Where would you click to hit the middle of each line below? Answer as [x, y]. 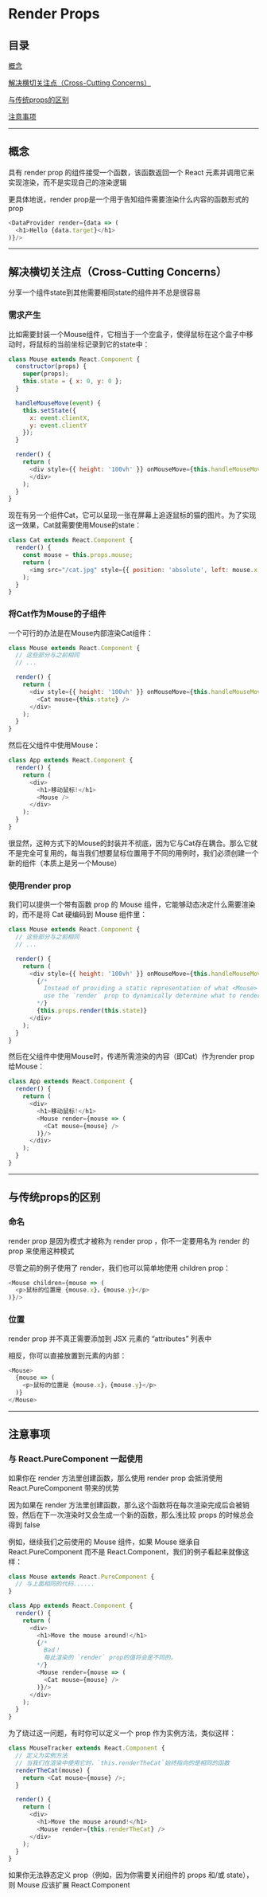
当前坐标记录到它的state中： [103, 344]
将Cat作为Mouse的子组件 [57, 614]
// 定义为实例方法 [42, 1756]
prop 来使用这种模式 [41, 1251]
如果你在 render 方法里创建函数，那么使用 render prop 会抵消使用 [116, 1478]
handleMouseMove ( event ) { [58, 403]
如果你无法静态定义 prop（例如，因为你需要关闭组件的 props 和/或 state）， [131, 1875]
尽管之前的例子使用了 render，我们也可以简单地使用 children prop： [119, 1268]
